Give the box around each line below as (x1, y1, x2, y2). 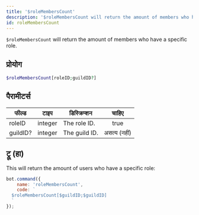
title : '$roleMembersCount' (6, 8, 76, 15)
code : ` (17, 187, 36, 193)
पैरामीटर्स (6, 91, 31, 101)
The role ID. (63, 119, 96, 127)
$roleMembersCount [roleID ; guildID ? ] (6, 75, 97, 81)
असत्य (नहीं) (104, 129, 132, 137)
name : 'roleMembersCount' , (17, 181, 84, 187)
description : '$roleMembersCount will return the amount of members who (6, 14, 190, 20)
